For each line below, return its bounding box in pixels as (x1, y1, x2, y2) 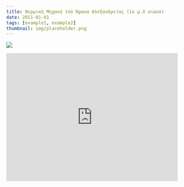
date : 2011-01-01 (6, 14, 50, 20)
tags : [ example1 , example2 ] (6, 20, 76, 26)
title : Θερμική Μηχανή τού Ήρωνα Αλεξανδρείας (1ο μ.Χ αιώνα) (6, 8, 164, 15)
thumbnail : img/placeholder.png (6, 25, 87, 32)
